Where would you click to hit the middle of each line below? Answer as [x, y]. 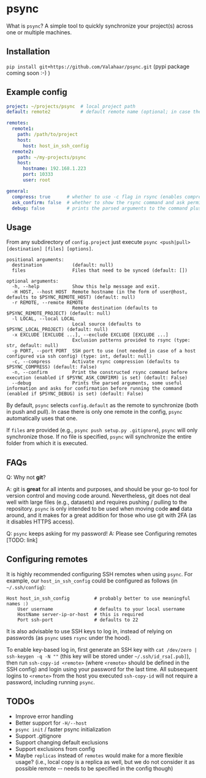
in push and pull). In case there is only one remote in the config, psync [94, 412]
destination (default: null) [63, 265]
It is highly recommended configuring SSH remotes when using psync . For [100, 574]
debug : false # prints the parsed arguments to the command [100, 208]
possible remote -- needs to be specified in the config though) [94, 768]
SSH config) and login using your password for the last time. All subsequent [102, 669]
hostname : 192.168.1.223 [54, 169]
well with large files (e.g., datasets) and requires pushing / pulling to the [97, 502]
